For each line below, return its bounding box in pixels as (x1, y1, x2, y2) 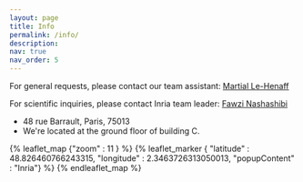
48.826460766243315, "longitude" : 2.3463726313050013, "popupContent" (9, 153, 295, 164)
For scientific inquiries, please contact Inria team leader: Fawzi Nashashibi (9, 98, 288, 109)
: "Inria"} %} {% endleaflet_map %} (9, 163, 142, 173)
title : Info (9, 22, 55, 31)
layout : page (9, 13, 59, 23)
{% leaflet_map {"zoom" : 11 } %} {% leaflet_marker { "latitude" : (9, 143, 250, 154)
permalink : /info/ (9, 30, 79, 39)
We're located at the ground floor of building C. (22, 126, 200, 136)
